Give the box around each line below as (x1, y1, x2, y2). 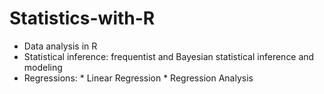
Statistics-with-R (9, 7, 156, 30)
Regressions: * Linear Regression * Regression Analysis (23, 72, 254, 84)
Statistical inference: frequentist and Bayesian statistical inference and (23, 50, 315, 62)
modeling (23, 61, 63, 73)
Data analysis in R (23, 40, 98, 52)
